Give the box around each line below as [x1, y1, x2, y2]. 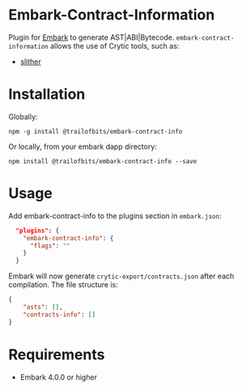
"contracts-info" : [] [23, 310, 96, 319]
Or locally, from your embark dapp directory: [8, 142, 158, 151]
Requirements [8, 345, 105, 363]
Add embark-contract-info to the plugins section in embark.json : [8, 210, 222, 220]
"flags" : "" [29, 241, 70, 250]
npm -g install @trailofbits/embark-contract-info [8, 127, 183, 135]
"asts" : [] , [23, 303, 63, 312]
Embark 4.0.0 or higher [19, 372, 97, 382]
